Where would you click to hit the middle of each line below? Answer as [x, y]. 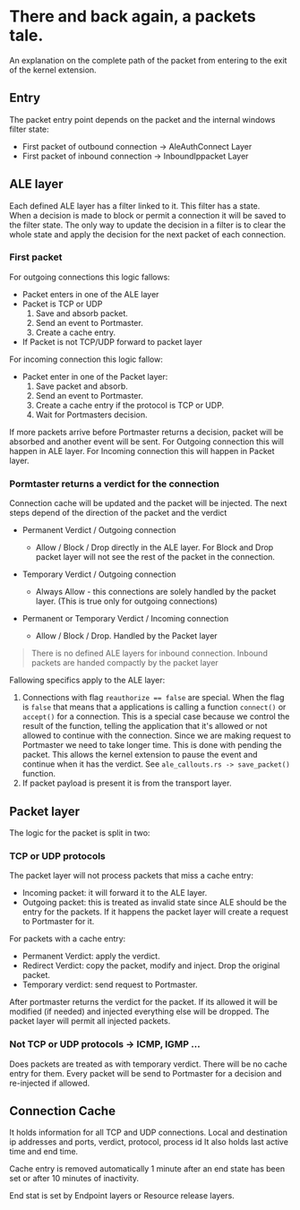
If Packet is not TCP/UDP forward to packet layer [112, 341]
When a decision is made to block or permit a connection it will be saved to [148, 215]
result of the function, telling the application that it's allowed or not [145, 726]
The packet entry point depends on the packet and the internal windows [142, 119]
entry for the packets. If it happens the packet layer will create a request [155, 912]
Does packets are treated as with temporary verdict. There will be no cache [149, 1064]
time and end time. [44, 1152]
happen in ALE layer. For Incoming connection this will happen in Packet [142, 451]
